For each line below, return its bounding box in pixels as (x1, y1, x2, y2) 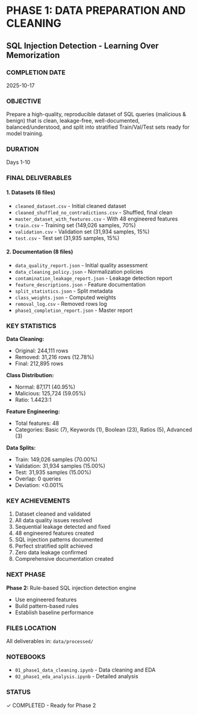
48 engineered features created (14, 529, 94, 537)
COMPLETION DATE (6, 68, 66, 76)
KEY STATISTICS (6, 322, 57, 330)
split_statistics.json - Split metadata (14, 287, 113, 294)
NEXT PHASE (6, 571, 46, 579)
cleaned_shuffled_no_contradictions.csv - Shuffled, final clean (14, 209, 173, 216)
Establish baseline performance (14, 609, 94, 616)
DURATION (6, 145, 39, 154)
